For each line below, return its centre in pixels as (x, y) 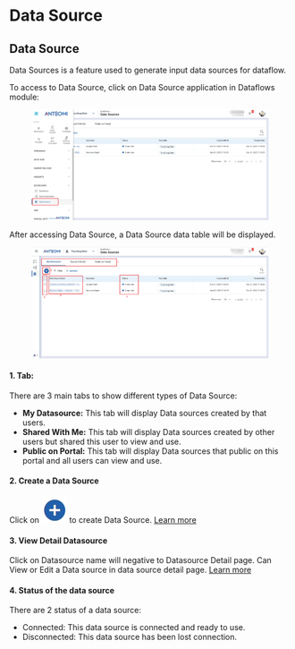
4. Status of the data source (62, 590)
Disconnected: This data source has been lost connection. (130, 637)
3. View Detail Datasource (59, 540)
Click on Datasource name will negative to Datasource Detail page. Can (141, 560)
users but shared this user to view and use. (101, 441)
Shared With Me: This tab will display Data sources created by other (148, 431)
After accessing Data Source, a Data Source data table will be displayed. (143, 235)
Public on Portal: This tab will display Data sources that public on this (150, 451)
